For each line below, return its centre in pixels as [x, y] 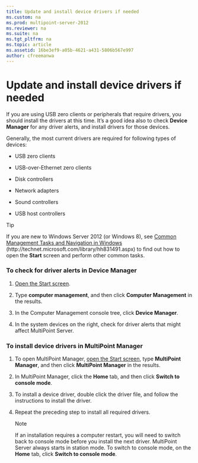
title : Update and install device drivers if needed [73, 12]
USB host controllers [40, 213]
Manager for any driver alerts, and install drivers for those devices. [88, 127]
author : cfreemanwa [30, 56]
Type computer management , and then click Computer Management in [103, 295]
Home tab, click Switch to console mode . [66, 454]
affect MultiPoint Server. [44, 330]
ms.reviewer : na [26, 28]
